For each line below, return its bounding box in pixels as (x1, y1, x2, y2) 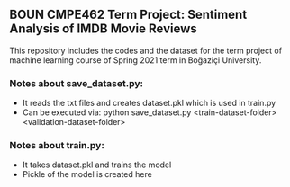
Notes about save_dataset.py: (9, 76, 144, 89)
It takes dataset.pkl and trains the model (22, 159, 172, 170)
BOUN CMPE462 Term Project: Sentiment (9, 7, 248, 22)
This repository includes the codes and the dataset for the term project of (9, 45, 282, 56)
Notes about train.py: (9, 139, 105, 152)
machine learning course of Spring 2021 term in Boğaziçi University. (9, 54, 262, 66)
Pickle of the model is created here (22, 169, 153, 180)
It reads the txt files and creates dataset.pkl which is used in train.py (22, 98, 276, 109)
